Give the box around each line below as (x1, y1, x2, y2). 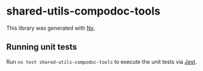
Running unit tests (6, 42, 77, 52)
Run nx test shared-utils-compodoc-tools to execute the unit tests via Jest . (6, 58, 198, 65)
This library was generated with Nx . (6, 24, 95, 32)
